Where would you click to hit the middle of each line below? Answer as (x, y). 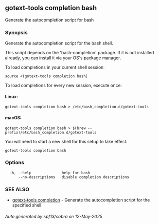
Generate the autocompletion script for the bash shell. (59, 43)
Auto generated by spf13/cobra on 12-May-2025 (54, 216)
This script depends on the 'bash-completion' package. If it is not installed (79, 53)
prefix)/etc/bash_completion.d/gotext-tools (51, 132)
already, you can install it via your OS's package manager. (63, 58)
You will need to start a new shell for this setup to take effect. (66, 141)
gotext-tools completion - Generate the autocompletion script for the (81, 200)
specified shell (27, 205)
